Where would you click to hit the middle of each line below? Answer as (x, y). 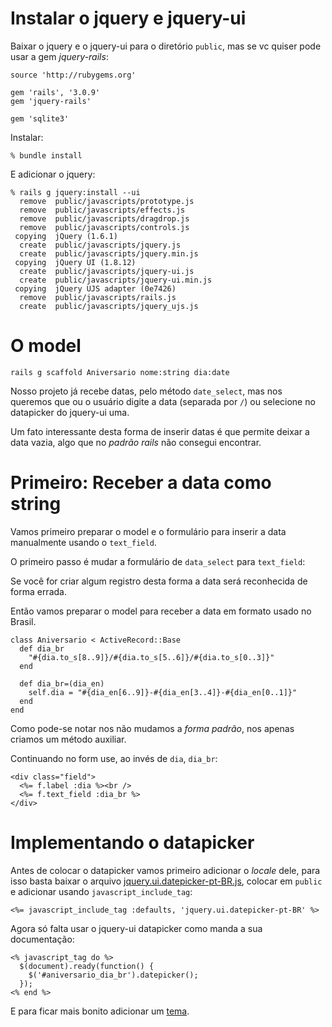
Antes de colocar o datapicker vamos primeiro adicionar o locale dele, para (165, 870)
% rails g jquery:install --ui (75, 192)
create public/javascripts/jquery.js (100, 245)
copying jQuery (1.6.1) (66, 236)
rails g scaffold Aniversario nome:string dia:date (120, 372)
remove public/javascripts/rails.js (98, 297)
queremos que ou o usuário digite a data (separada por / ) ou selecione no (163, 401)
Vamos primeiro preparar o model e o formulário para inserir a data (148, 531)
